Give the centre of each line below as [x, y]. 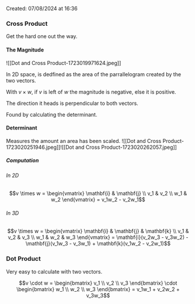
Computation [22, 160]
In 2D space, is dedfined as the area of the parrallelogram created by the [94, 74]
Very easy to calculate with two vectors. [54, 271]
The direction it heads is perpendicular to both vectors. [72, 103]
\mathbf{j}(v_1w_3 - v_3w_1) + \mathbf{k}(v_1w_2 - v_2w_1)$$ [98, 244]
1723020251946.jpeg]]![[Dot [40, 147]
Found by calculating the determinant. [52, 114]
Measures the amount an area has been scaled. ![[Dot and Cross [84, 141]
